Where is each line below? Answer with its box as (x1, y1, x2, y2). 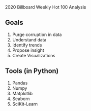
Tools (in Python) (5, 67, 59, 75)
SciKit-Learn (12, 101, 38, 107)
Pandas (12, 80, 28, 86)
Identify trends (12, 42, 42, 48)
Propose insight (12, 47, 44, 53)
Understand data (12, 37, 47, 42)
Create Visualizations (12, 52, 56, 58)
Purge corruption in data (12, 32, 62, 37)
